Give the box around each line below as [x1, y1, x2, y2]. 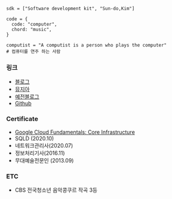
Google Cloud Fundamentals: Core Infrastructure [14, 128, 136, 136]
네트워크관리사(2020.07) [14, 142, 73, 149]
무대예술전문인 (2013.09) [14, 157, 74, 164]
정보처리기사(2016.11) [14, 149, 65, 157]
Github [14, 100, 32, 107]
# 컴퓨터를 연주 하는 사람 [6, 48, 61, 54]
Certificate [6, 115, 39, 123]
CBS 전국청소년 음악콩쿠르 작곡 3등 [14, 186, 98, 194]
